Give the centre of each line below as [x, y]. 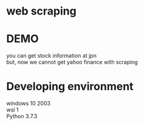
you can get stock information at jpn [52, 56]
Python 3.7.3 [22, 116]
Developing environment [70, 87]
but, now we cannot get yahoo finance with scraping [72, 62]
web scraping [42, 11]
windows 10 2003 [28, 104]
